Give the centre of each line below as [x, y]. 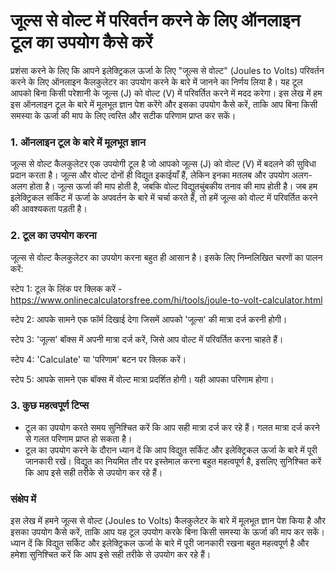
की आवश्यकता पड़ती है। [49, 209]
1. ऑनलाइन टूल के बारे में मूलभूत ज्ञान [78, 142]
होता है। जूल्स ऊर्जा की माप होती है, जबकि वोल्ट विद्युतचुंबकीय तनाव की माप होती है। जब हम [173, 186]
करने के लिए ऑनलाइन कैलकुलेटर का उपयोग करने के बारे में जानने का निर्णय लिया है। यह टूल [156, 81]
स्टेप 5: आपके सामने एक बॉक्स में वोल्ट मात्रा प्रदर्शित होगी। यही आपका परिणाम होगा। [142, 379]
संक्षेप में [23, 499]
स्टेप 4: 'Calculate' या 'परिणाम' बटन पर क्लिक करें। [98, 359]
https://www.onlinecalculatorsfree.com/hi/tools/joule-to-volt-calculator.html [166, 300]
